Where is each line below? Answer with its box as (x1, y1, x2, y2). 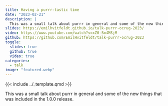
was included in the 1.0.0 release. (5, 96, 74, 102)
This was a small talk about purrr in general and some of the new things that (5, 91, 162, 97)
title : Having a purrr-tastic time (5, 7, 79, 12)
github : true (9, 49, 37, 54)
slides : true (9, 44, 37, 49)
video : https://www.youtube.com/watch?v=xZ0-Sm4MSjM (5, 30, 117, 35)
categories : (5, 58, 30, 63)
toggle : (5, 40, 21, 45)
